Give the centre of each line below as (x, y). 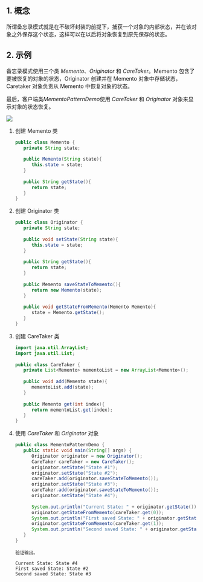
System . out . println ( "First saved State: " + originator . (105, 518)
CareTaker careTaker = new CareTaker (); (83, 462)
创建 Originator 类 (37, 211)
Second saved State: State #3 (53, 574)
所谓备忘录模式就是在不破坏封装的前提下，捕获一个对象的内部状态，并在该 (99, 27)
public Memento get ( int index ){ (64, 404)
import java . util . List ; (45, 353)
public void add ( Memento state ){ (65, 382)
